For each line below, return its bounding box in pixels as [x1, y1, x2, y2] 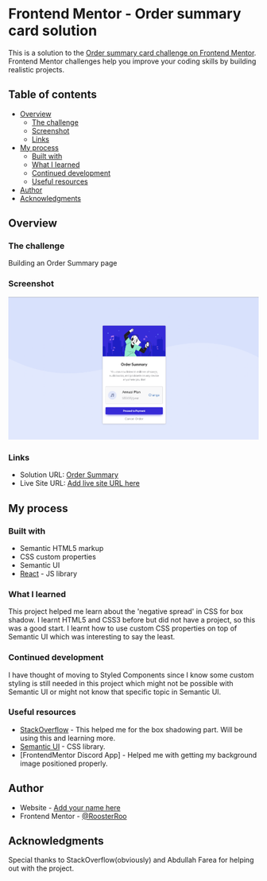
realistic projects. [8, 64, 65, 74]
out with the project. [8, 864, 74, 873]
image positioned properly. [19, 759, 109, 768]
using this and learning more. [19, 733, 116, 743]
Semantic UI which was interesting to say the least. [8, 632, 176, 642]
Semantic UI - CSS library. [19, 741, 106, 751]
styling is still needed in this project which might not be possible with [8, 678, 234, 688]
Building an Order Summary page [8, 258, 118, 268]
